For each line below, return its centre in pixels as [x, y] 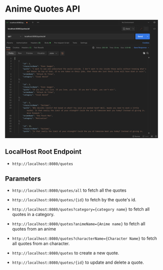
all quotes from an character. [41, 244]
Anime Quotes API [43, 9]
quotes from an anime [34, 229]
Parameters [23, 179]
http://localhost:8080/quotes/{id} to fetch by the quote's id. [74, 200]
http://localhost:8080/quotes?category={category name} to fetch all [81, 209]
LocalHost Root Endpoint [43, 152]
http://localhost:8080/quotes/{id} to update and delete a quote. [78, 262]
